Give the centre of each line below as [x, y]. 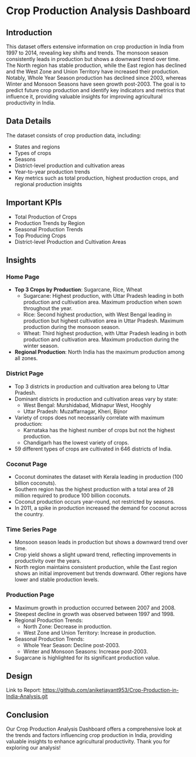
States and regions [37, 147]
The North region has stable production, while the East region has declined [96, 65]
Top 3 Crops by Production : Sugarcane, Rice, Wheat [78, 290]
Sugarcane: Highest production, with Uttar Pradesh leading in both [104, 296]
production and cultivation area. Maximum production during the [101, 339]
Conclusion [27, 715]
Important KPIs [34, 203]
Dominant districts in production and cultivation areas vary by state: [96, 399]
